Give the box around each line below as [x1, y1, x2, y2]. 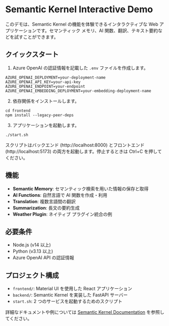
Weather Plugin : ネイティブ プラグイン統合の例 [12, 211, 112, 217]
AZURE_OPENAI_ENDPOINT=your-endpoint [5, 84, 86, 89]
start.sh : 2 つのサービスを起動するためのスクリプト [12, 298, 123, 305]
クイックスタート [5, 50, 59, 59]
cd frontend [5, 108, 31, 113]
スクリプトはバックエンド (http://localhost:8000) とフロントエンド [5, 142, 145, 148]
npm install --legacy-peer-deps [5, 112, 74, 118]
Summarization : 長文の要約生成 [12, 205, 80, 211]
